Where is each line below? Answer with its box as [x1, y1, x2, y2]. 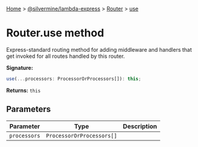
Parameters [6, 104, 51, 114]
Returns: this [6, 87, 41, 94]
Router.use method [6, 27, 104, 40]
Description [123, 122, 158, 130]
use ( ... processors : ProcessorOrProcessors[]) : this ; [6, 75, 141, 82]
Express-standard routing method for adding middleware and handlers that [6, 46, 193, 53]
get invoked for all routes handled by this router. [6, 52, 125, 60]
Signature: [6, 64, 33, 71]
